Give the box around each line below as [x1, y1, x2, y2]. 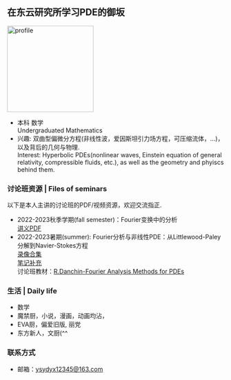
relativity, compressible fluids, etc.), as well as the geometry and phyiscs [17, 158, 224, 166]
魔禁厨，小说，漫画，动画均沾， [17, 312, 108, 320]
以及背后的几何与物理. [17, 143, 80, 151]
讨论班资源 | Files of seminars [7, 183, 108, 193]
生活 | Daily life [7, 286, 57, 296]
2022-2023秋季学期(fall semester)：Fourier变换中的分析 [17, 216, 178, 224]
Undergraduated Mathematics [17, 126, 103, 134]
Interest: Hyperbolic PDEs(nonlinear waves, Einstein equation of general [17, 150, 222, 159]
